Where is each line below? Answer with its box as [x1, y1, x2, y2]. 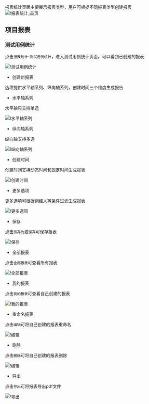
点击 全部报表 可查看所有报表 [5, 259, 58, 265]
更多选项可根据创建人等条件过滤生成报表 [5, 198, 85, 204]
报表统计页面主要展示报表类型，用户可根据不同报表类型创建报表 [5, 4, 132, 10]
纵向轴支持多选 [5, 136, 35, 142]
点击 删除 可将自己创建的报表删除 [5, 352, 68, 358]
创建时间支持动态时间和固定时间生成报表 [5, 167, 85, 173]
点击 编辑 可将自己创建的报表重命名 [5, 322, 71, 327]
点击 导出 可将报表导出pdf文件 [5, 383, 62, 389]
